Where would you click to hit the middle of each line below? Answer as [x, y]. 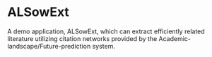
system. [104, 46]
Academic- [175, 38]
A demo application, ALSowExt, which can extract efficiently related [106, 31]
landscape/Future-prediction [49, 46]
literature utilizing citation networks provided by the [82, 38]
